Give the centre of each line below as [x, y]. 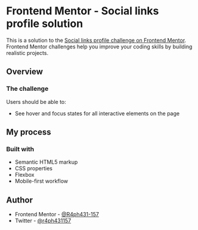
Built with [20, 149]
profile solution [45, 24]
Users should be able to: [36, 102]
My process [29, 132]
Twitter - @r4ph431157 [43, 221]
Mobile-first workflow [41, 181]
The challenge [27, 89]
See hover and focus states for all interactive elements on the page [97, 113]
